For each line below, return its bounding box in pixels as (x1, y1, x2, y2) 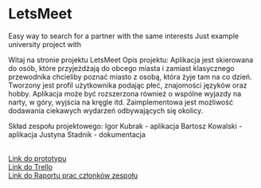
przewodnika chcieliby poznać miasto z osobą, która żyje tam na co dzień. (8, 72, 252, 81)
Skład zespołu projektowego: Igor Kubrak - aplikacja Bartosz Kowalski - (8, 121, 243, 131)
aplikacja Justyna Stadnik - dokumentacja (8, 129, 146, 139)
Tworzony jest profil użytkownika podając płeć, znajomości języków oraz (8, 80, 247, 90)
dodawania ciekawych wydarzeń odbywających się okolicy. (8, 105, 204, 116)
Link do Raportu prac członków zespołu (8, 170, 138, 180)
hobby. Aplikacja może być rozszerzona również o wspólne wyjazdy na (8, 88, 242, 98)
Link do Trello (8, 162, 53, 171)
